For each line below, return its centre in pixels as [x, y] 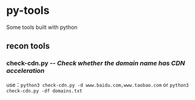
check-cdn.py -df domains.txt [45, 91]
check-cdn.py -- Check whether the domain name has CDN [96, 63]
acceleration [25, 71]
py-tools [28, 11]
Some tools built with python [42, 27]
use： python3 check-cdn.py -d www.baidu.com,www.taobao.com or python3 [97, 84]
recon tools [28, 46]
